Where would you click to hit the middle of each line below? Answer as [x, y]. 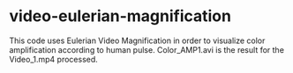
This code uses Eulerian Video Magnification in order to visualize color [137, 40]
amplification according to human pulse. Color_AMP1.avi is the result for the [147, 49]
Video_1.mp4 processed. [54, 59]
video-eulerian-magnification [120, 16]
